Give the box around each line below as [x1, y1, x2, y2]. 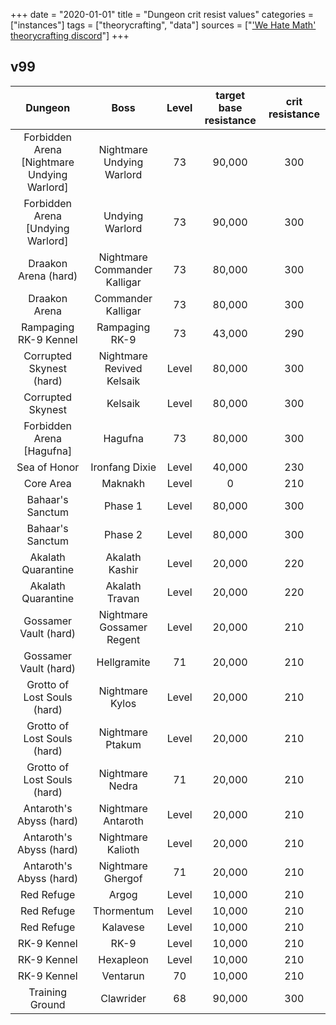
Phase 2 [104, 527, 143, 541]
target [215, 88, 246, 102]
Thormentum [93, 904, 155, 918]
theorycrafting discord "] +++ [10, 30, 130, 41]
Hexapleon [98, 952, 149, 966]
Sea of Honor [16, 460, 80, 474]
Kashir [108, 562, 139, 576]
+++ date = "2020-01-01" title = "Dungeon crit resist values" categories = [10, 9, 314, 20]
